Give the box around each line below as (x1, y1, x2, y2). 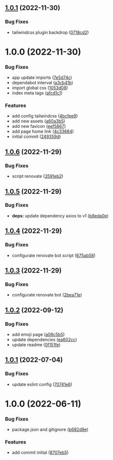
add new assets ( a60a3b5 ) (12, 118, 65, 124)
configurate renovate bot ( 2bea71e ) (12, 292, 82, 298)
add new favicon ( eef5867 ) (12, 123, 66, 129)
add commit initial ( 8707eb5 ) (12, 450, 69, 456)
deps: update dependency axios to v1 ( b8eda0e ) (12, 213, 109, 218)
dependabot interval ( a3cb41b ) (12, 80, 74, 86)
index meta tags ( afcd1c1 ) (12, 90, 63, 96)
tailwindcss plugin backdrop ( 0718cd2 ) (12, 29, 89, 35)
